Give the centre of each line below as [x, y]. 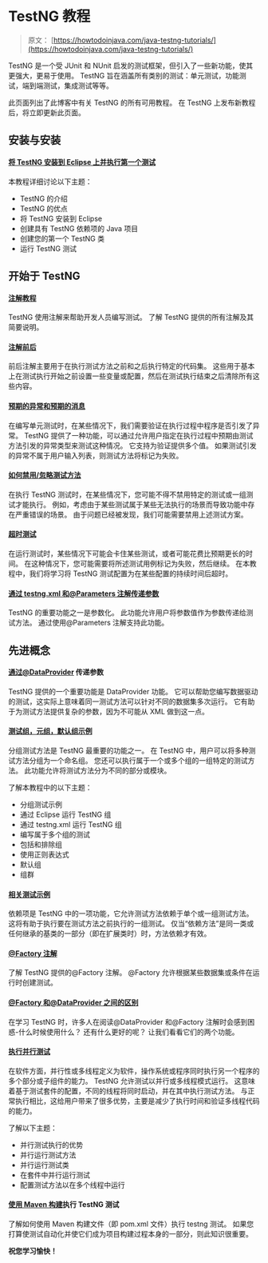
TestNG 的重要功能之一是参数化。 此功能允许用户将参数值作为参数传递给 [127, 613]
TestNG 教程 [49, 16]
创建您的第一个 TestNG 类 [62, 238]
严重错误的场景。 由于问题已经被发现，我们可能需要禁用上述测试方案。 [131, 514]
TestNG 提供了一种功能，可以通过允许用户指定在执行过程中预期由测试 [138, 435]
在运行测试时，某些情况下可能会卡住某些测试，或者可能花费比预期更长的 [127, 554]
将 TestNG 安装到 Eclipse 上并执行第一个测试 [82, 162]
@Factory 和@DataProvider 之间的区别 [73, 1002]
